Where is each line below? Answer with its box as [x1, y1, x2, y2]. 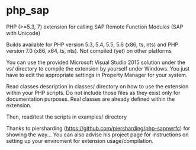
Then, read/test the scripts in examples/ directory [6, 113, 127, 120]
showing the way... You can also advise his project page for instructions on [6, 131, 189, 138]
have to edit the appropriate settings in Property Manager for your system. [6, 71, 188, 78]
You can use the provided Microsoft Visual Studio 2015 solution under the [6, 59, 185, 66]
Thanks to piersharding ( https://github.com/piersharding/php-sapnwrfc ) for [6, 125, 191, 132]
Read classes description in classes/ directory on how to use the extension [6, 82, 189, 90]
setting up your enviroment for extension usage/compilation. [6, 137, 154, 144]
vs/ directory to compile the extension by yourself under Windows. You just [6, 65, 190, 72]
